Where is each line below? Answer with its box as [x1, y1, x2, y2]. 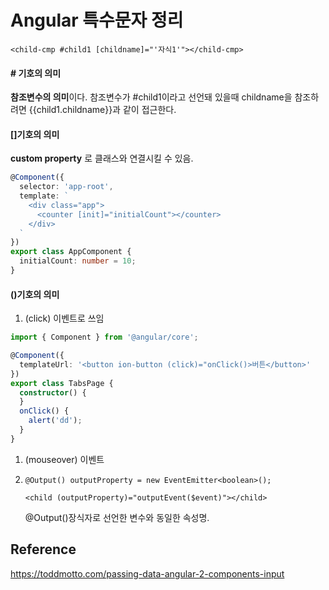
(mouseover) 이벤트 [24, 453, 105, 465]
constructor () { [19, 387, 87, 398]
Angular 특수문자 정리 [10, 9, 184, 32]
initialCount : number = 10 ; [19, 256, 137, 266]
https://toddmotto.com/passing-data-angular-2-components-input [10, 567, 285, 580]
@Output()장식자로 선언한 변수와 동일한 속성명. [24, 511, 210, 523]
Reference [10, 541, 77, 558]
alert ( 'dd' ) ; [28, 416, 83, 426]
